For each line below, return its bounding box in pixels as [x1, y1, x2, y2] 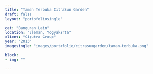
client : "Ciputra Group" [5, 35, 56, 39]
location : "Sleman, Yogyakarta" [5, 30, 71, 35]
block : [5, 52, 19, 57]
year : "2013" [5, 39, 32, 44]
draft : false [5, 12, 32, 17]
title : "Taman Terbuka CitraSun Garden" [5, 7, 90, 12]
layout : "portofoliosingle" [5, 16, 63, 21]
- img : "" [5, 57, 26, 62]
